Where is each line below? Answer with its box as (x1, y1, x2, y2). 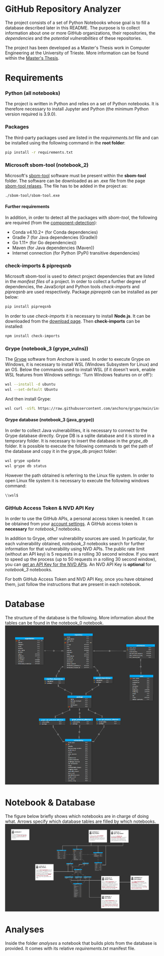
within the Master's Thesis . (5, 55, 60, 61)
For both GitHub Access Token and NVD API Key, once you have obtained (5, 576, 153, 582)
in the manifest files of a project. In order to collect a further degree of (5, 279, 146, 284)
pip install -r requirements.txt (5, 150, 73, 155)
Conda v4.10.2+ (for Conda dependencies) (12, 229, 98, 235)
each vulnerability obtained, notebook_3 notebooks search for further (5, 541, 145, 547)
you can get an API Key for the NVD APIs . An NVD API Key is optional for (5, 561, 152, 567)
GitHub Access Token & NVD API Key (5, 504, 94, 511)
